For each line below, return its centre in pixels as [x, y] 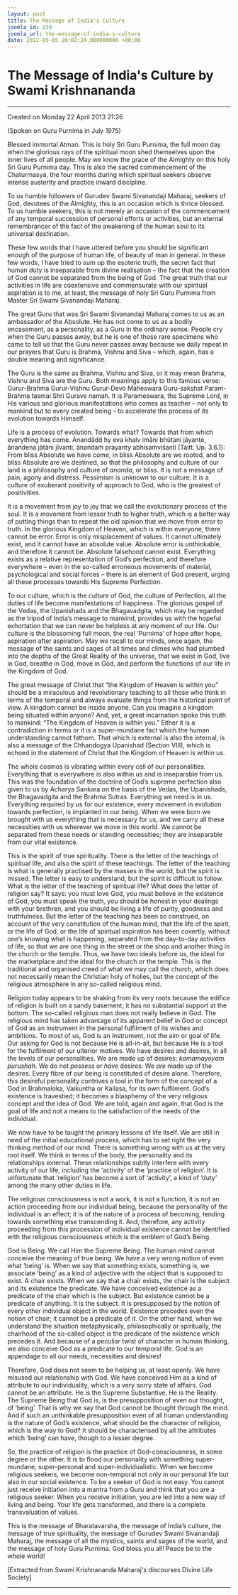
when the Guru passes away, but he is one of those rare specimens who [113, 337]
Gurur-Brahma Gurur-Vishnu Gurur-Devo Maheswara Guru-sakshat [105, 389]
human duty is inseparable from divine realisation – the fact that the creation [119, 270]
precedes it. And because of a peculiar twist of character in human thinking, [118, 1341]
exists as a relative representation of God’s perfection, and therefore [107, 559]
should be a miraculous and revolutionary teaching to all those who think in [117, 693]
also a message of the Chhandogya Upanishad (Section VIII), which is [109, 745]
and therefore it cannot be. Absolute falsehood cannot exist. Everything [112, 552]
